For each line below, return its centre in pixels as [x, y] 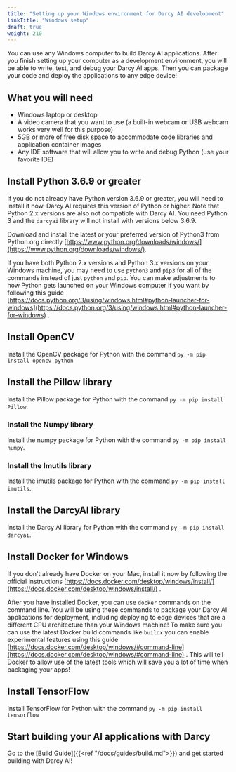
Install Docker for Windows [68, 557]
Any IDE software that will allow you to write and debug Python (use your [123, 152]
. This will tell [204, 654]
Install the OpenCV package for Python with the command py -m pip [106, 354]
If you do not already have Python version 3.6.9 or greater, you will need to [115, 198]
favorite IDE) [35, 159]
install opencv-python [40, 361]
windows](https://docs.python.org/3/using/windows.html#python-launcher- [117, 307]
